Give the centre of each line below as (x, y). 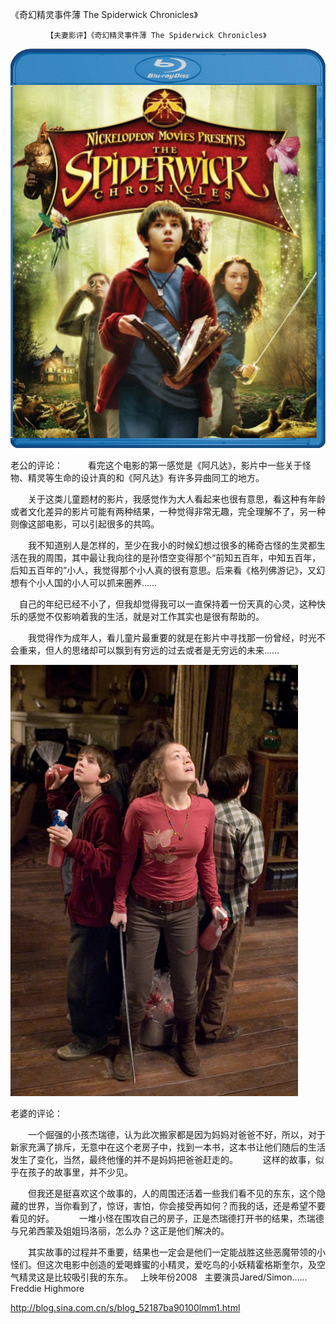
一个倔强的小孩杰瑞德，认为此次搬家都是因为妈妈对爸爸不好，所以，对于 (176, 1134)
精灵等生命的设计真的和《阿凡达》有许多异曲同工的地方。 (146, 477)
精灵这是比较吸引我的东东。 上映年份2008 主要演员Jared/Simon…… (163, 1277)
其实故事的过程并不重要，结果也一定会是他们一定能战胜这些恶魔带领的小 (176, 1252)
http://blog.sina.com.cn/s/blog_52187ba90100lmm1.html (125, 1307)
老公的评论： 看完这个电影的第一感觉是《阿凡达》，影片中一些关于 (156, 465)
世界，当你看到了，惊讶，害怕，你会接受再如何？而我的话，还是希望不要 (176, 1205)
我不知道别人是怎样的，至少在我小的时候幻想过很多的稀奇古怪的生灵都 (172, 545)
